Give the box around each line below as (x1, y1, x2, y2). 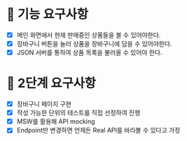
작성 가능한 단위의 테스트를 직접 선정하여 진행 (16, 109, 141, 117)
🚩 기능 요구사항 (6, 6, 89, 22)
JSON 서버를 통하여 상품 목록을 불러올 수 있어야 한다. (16, 48, 162, 57)
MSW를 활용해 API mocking (16, 117, 95, 126)
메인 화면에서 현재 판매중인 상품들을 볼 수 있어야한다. (16, 31, 161, 39)
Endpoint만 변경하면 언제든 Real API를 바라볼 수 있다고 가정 (16, 126, 181, 135)
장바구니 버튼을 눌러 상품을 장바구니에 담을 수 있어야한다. (16, 40, 172, 47)
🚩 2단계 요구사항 (6, 75, 96, 91)
